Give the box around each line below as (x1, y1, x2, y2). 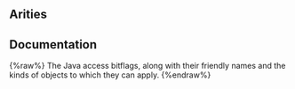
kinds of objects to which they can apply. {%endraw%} (9, 70, 211, 80)
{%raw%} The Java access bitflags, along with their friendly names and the (9, 61, 286, 71)
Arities (9, 7, 47, 22)
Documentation (9, 37, 98, 52)
